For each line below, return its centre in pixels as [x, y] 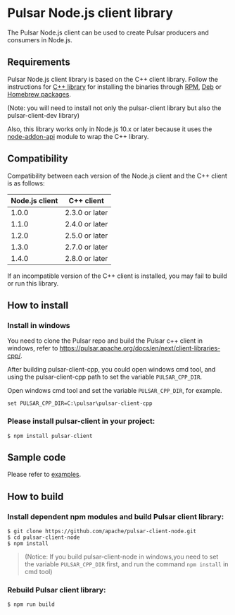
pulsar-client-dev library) [43, 115]
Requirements [39, 62]
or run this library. [33, 283]
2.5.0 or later [86, 236]
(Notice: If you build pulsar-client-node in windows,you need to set [121, 557]
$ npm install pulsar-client [50, 436]
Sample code [37, 457]
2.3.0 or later [86, 212]
